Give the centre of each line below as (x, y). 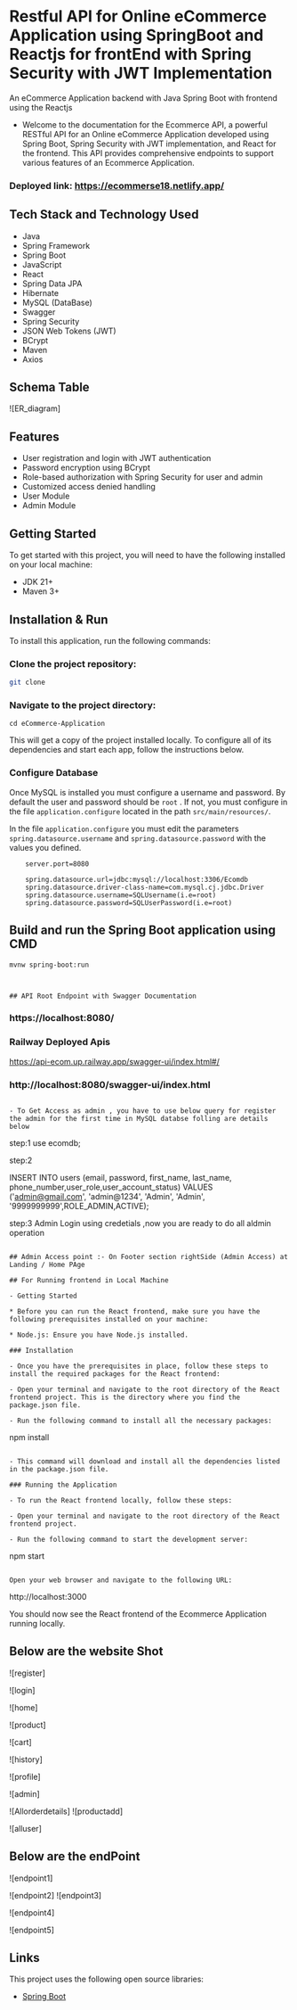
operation (27, 1233)
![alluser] (25, 1828)
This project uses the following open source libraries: (107, 1979)
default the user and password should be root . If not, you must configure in (148, 802)
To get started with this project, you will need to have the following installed (148, 556)
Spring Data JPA (52, 284)
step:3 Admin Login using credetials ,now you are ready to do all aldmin (140, 1223)
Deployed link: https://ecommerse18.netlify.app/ (117, 185)
